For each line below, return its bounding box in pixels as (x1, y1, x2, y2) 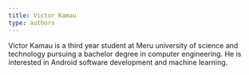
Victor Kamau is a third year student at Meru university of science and (8, 40, 239, 50)
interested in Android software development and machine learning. (8, 57, 228, 67)
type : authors (8, 19, 56, 27)
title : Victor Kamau (8, 11, 77, 20)
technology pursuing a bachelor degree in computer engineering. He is (8, 49, 242, 58)
